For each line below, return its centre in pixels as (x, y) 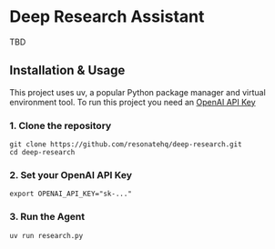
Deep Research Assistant (107, 17)
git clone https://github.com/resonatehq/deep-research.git (126, 144)
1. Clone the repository (61, 125)
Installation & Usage (67, 70)
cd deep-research (42, 153)
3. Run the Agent (47, 217)
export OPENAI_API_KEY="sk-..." (71, 194)
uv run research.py (46, 235)
